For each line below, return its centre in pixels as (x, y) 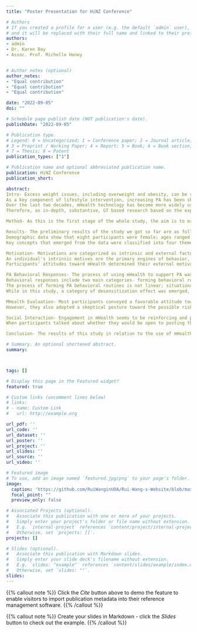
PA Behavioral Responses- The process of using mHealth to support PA (94, 275)
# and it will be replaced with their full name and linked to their (93, 33)
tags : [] (17, 371)
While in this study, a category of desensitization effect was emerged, (98, 291)
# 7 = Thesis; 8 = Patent (38, 151)
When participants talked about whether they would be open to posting (95, 323)
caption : (22, 489)
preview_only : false (36, 500)
